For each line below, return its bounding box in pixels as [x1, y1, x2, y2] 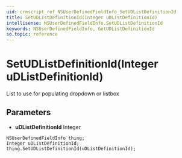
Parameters [6, 107, 51, 118]
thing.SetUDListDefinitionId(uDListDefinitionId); [6, 145, 136, 151]
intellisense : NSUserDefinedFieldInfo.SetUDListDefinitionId [6, 20, 163, 26]
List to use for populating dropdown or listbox [6, 90, 119, 97]
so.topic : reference [6, 31, 58, 37]
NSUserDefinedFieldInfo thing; [6, 135, 85, 141]
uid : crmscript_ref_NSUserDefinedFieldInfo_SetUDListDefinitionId [6, 8, 177, 15]
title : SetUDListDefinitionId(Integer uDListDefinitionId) [6, 14, 158, 21]
